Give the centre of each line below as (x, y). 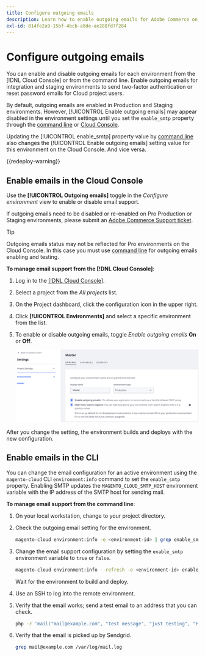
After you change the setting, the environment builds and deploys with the (99, 432)
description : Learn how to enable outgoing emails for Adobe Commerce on (102, 19)
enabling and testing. (33, 257)
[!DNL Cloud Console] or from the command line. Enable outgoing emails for (102, 80)
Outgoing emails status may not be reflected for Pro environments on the (98, 244)
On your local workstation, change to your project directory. (90, 516)
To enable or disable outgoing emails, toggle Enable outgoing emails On (106, 335)
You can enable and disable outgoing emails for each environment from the (101, 74)
